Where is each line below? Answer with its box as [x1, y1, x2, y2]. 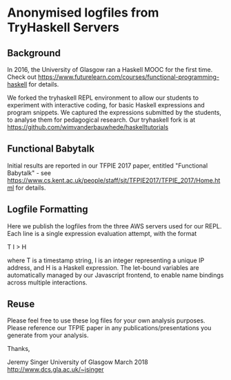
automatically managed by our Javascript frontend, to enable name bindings [7, 271, 224, 279]
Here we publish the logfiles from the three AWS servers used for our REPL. [7, 221, 222, 230]
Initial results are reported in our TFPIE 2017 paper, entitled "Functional [7, 161, 208, 170]
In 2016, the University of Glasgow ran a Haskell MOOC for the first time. [7, 66, 213, 73]
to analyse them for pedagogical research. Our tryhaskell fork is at [7, 116, 196, 124]
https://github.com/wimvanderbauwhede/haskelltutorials [7, 123, 169, 131]
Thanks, [7, 345, 30, 353]
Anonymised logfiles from [7, 5, 159, 21]
